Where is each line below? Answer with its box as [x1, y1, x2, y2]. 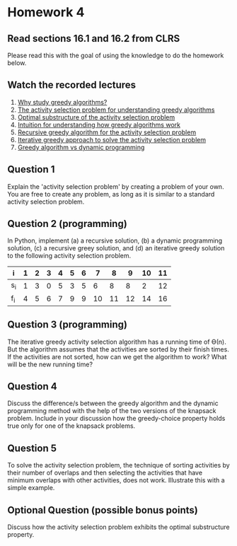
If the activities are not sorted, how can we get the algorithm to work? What [7, 352, 227, 361]
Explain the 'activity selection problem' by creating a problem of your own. [7, 182, 224, 191]
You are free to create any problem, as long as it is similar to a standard [7, 190, 215, 198]
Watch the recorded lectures [7, 79, 137, 91]
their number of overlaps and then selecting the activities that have [7, 468, 203, 477]
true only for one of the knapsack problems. [7, 422, 136, 430]
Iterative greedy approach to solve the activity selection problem [17, 135, 207, 144]
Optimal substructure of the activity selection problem [17, 112, 175, 121]
